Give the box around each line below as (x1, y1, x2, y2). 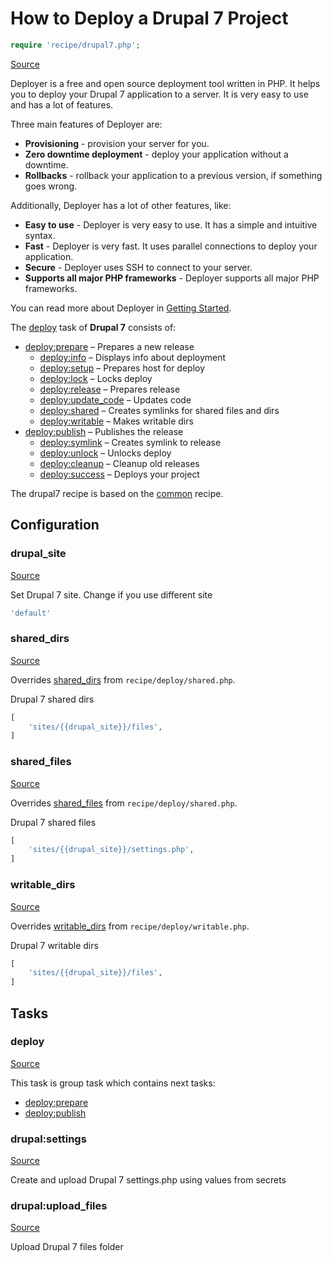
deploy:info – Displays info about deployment (39, 351, 227, 363)
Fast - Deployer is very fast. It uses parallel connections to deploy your (24, 240, 318, 252)
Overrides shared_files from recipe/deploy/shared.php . (10, 797, 238, 809)
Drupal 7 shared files (10, 816, 97, 828)
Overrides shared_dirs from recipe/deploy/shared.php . (10, 673, 236, 686)
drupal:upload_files (10, 1199, 108, 1213)
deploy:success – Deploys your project (39, 468, 200, 480)
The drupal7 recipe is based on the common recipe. (10, 487, 224, 499)
